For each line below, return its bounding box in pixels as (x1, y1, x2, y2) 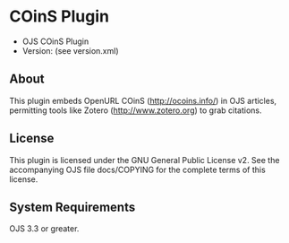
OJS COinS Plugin (21, 36, 89, 47)
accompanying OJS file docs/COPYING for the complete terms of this (9, 164, 266, 175)
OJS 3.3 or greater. (9, 223, 80, 234)
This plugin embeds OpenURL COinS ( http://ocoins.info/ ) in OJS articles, (9, 95, 277, 106)
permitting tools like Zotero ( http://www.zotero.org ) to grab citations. (9, 105, 262, 116)
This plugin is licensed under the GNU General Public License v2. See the (9, 154, 280, 165)
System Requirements (9, 199, 136, 214)
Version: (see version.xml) (21, 45, 119, 56)
